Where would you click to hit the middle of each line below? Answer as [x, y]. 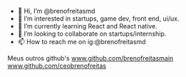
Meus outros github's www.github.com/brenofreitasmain [91, 58]
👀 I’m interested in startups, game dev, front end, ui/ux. [98, 19]
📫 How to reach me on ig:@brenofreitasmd [82, 42]
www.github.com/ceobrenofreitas [57, 66]
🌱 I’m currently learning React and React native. [88, 26]
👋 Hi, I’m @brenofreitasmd [56, 11]
